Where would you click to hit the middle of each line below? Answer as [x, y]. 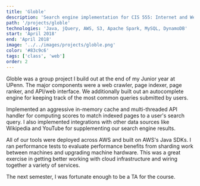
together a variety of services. [43, 165]
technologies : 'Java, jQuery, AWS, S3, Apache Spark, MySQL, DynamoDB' [97, 28]
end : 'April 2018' [29, 39]
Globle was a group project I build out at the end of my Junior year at [91, 79]
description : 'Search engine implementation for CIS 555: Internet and [97, 17]
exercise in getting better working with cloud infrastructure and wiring [92, 159]
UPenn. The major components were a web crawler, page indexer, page [94, 85]
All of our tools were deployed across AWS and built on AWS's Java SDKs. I [99, 139]
